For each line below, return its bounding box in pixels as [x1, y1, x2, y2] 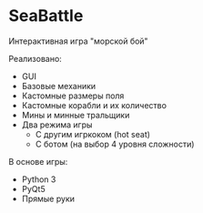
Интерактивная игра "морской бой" [8, 35, 148, 46]
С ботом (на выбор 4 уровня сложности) [35, 138, 195, 149]
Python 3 [21, 174, 56, 185]
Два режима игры [21, 119, 93, 130]
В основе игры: [8, 156, 68, 167]
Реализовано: [8, 53, 63, 64]
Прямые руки [21, 193, 75, 204]
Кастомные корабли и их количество [21, 99, 167, 110]
